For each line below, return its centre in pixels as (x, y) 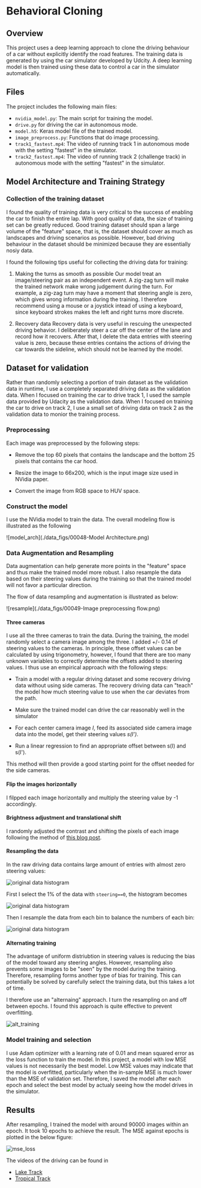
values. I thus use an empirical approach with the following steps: (87, 668)
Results (21, 1110)
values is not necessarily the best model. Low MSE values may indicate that (100, 1065)
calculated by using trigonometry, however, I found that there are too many (98, 655)
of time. (16, 988)
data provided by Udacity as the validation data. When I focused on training (100, 401)
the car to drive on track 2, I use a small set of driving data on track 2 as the (100, 408)
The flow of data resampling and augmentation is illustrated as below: (92, 597)
